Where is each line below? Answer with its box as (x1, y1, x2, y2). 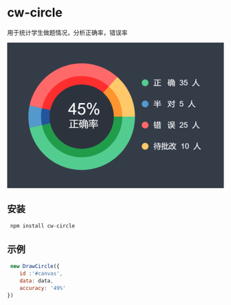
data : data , (19, 277, 54, 284)
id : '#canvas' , (19, 270, 63, 277)
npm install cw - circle (10, 223, 76, 229)
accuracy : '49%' (19, 284, 67, 291)
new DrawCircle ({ (10, 263, 60, 270)
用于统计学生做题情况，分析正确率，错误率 (7, 28, 128, 36)
